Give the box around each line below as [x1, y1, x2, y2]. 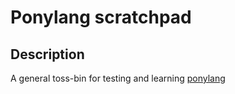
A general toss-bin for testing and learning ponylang [10, 72, 226, 84]
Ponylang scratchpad [10, 6, 192, 29]
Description [10, 46, 85, 63]
